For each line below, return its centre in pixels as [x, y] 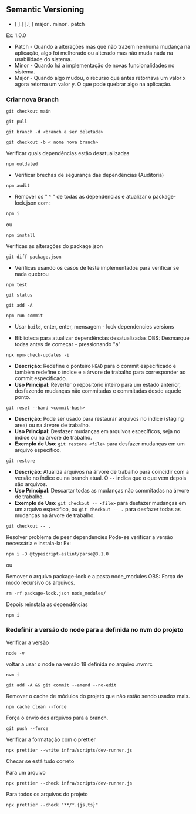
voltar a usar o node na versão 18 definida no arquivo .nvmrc [79, 664]
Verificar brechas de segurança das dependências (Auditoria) [89, 175]
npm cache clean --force [36, 707]
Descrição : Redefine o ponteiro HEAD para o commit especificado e [95, 366]
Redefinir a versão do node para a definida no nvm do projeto [95, 630]
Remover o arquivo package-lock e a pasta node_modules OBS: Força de [95, 577]
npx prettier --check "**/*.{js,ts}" [52, 805]
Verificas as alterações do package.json [55, 246]
